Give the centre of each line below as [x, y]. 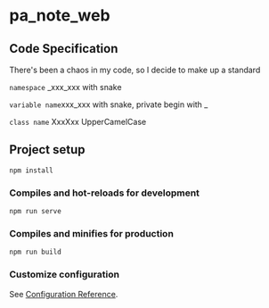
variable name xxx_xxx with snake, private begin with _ [109, 104]
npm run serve [36, 212]
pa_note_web [60, 16]
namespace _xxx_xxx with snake [65, 87]
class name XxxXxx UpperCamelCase [78, 122]
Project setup [48, 150]
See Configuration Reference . [64, 294]
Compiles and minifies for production [91, 234]
